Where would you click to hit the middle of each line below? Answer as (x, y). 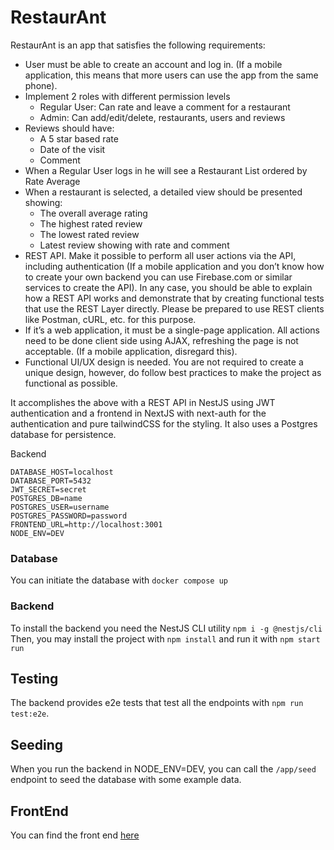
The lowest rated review (89, 234)
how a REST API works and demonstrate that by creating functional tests (174, 298)
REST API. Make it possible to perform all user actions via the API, (160, 255)
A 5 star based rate (79, 138)
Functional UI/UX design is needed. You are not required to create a (164, 362)
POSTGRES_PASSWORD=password (69, 516)
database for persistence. (63, 434)
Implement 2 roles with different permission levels (127, 96)
